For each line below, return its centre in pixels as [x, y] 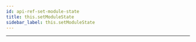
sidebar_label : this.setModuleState [50, 22]
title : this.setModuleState [40, 17]
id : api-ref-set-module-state [43, 11]
